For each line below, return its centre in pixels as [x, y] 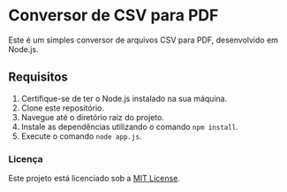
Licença [26, 158]
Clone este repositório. [63, 108]
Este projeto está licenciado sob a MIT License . [94, 179]
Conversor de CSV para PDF [113, 15]
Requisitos [38, 77]
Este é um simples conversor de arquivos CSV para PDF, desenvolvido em [143, 40]
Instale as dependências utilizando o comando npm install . [130, 127]
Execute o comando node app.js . [81, 136]
